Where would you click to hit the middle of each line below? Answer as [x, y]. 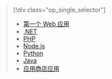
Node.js [34, 46]
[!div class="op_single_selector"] [59, 10]
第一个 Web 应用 [46, 24]
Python [33, 53]
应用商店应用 [41, 68]
